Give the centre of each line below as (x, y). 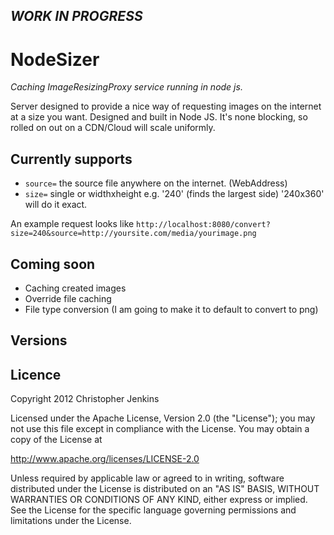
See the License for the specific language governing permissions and (153, 510)
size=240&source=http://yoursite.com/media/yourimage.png (133, 234)
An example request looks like (72, 224)
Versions (39, 340)
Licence (36, 374)
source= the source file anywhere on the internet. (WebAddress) (156, 183)
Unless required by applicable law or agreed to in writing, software (147, 478)
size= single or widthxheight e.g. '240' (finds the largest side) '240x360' (174, 194)
